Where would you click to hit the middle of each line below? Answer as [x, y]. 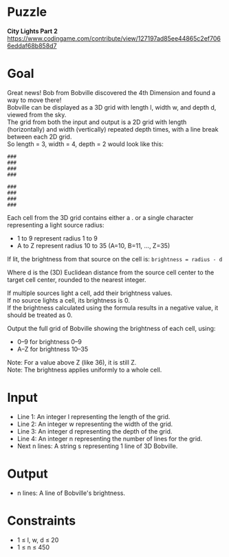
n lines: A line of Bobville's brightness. [71, 493]
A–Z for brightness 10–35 [53, 349]
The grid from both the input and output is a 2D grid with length [97, 122]
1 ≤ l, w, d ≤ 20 [38, 540]
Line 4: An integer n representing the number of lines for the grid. [110, 438]
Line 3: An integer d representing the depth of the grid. [95, 431]
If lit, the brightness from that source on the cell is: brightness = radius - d [115, 259]
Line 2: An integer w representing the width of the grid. [95, 424]
